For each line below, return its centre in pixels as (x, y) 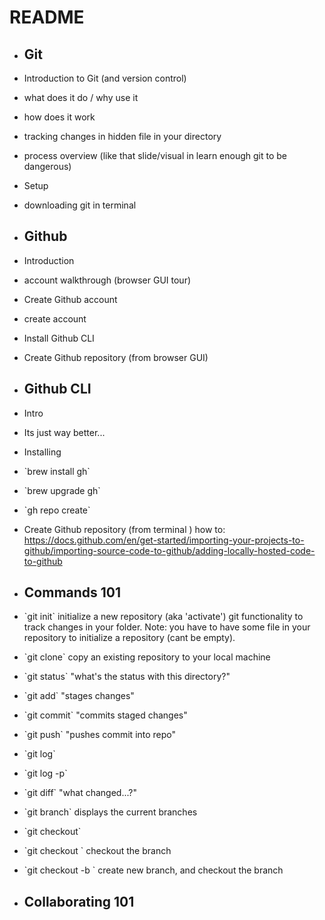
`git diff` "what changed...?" (80, 793)
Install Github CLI (59, 338)
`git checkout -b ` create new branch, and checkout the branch (153, 870)
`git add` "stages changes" (79, 696)
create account (55, 318)
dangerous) (47, 166)
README (47, 17)
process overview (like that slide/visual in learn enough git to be (155, 155)
